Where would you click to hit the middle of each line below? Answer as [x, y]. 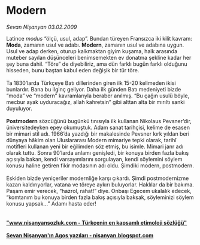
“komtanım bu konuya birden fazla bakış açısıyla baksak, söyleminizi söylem [100, 197]
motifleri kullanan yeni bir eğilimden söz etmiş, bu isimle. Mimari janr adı [95, 146]
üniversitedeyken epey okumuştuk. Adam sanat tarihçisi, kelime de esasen [98, 127]
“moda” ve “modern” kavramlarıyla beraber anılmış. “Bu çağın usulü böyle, [98, 96]
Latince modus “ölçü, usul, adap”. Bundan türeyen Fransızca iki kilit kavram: [99, 38]
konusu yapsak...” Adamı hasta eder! [51, 203]
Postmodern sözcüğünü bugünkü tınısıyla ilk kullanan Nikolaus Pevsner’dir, [99, 121]
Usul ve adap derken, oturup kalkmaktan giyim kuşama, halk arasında [92, 51]
